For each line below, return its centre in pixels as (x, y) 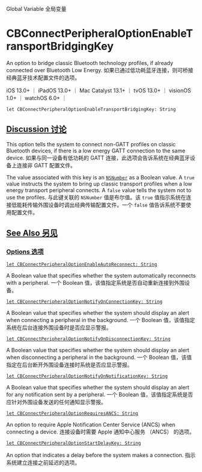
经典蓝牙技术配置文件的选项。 (43, 78)
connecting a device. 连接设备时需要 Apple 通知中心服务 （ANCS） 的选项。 (101, 432)
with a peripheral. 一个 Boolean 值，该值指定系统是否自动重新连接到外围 (96, 283)
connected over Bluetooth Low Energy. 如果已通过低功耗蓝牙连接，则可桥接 (100, 70)
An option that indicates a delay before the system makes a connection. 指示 (101, 455)
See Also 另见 (32, 233)
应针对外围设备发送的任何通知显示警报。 (56, 402)
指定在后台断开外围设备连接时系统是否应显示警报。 (69, 365)
